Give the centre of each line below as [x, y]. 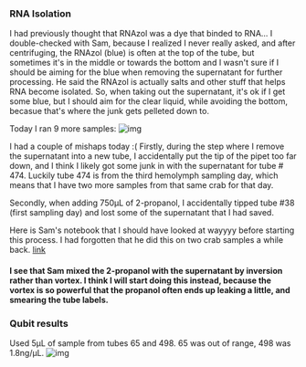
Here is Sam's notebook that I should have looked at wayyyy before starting [152, 230]
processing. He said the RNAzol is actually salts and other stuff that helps [148, 82]
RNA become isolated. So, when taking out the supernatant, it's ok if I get [148, 92]
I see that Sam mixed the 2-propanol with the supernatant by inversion [146, 270]
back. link [27, 250]
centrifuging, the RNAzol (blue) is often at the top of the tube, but [132, 53]
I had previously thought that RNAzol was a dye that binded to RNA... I [141, 34]
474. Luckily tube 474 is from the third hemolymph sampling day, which [144, 175]
